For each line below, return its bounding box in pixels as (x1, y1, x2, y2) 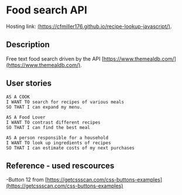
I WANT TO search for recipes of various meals (6, 99, 125, 105)
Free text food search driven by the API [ (6, 55, 104, 62)
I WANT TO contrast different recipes (6, 119, 101, 126)
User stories (6, 78, 51, 88)
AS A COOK (6, 94, 30, 100)
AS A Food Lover (6, 114, 46, 120)
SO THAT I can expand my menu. (6, 104, 83, 110)
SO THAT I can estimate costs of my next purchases (6, 145, 135, 151)
